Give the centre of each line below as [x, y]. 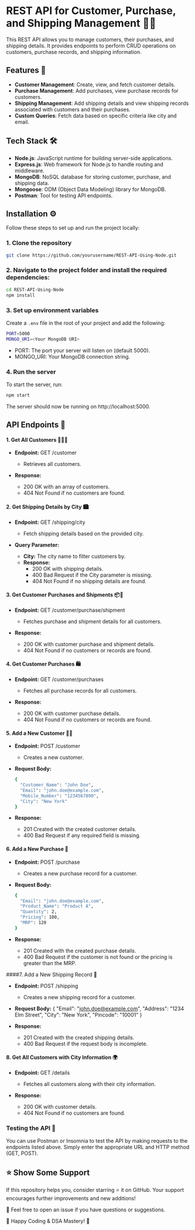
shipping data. [32, 183]
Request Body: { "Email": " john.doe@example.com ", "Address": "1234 [99, 1008]
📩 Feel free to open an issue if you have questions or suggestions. [86, 1210]
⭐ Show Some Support [48, 1172]
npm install [20, 295]
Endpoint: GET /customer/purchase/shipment [70, 610]
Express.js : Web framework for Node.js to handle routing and [89, 164]
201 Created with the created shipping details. [79, 1037]
